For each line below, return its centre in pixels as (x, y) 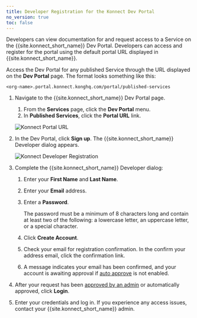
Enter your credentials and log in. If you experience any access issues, (101, 303)
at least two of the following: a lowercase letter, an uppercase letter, (106, 220)
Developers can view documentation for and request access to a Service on (98, 40)
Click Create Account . (51, 238)
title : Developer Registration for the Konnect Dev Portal (80, 12)
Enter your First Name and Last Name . (71, 179)
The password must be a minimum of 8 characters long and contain (106, 214)
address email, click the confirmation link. (74, 256)
